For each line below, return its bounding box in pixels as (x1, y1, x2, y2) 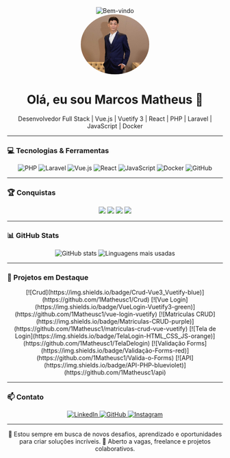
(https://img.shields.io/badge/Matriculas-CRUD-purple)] (36, 317, 194, 326)
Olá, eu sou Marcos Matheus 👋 (26, 92, 204, 108)
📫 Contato (7, 392, 44, 402)
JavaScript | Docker (86, 121, 144, 130)
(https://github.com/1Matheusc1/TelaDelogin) (23, 339, 151, 348)
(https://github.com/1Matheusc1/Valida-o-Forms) (36, 354, 175, 362)
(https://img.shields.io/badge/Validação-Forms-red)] (40, 346, 190, 355)
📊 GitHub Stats (7, 231, 60, 241)
